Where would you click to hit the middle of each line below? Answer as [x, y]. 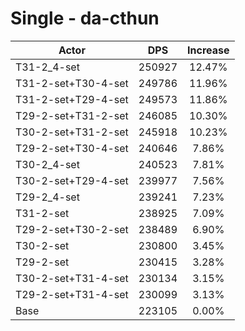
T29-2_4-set [47, 197]
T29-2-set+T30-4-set [72, 148]
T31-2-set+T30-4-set [72, 83]
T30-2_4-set [47, 164]
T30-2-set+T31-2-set [72, 132]
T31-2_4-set [47, 67]
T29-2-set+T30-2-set [72, 229]
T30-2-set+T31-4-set [72, 278]
